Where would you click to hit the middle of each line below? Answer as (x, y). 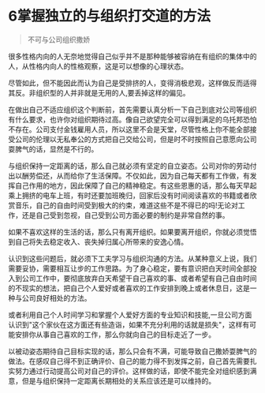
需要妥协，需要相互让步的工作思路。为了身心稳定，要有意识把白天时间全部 (129, 268)
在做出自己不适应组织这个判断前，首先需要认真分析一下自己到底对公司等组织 (132, 109)
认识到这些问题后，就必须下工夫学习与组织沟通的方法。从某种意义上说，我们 (132, 258)
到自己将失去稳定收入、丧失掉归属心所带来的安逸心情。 (98, 241)
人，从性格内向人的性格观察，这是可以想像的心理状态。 (98, 66)
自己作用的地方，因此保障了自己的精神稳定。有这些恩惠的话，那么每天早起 (136, 185)
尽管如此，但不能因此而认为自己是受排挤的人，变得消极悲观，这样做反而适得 (132, 83)
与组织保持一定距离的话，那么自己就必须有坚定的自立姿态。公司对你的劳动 (129, 166)
